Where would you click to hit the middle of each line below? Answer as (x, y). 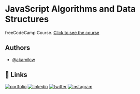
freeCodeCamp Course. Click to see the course (52, 32)
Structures (27, 19)
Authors (18, 48)
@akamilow (23, 60)
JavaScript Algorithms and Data (70, 9)
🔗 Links (16, 75)
